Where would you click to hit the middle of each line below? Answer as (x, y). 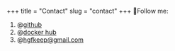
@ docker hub (37, 32)
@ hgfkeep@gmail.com (50, 40)
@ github (29, 24)
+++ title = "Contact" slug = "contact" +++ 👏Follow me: (88, 11)
